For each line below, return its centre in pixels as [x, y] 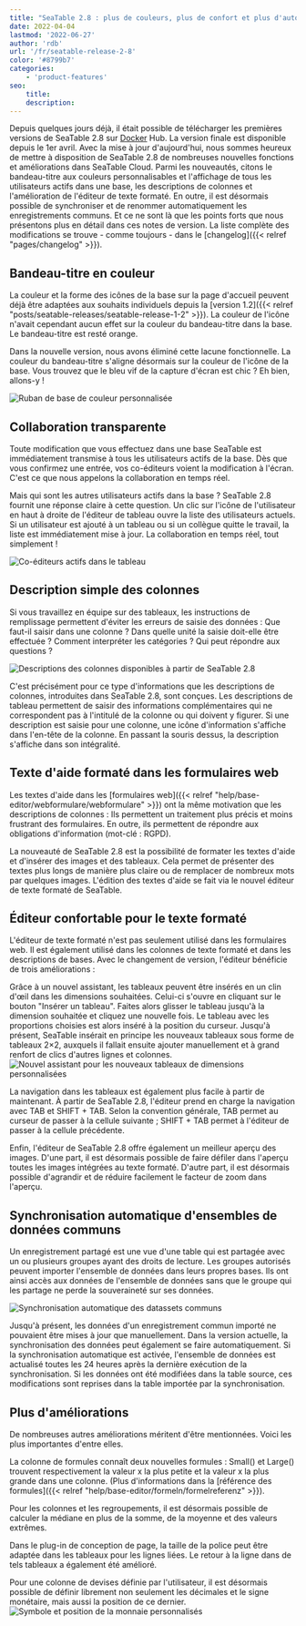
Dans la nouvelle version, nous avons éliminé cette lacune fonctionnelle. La [150, 352]
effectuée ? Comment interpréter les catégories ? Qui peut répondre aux [145, 641]
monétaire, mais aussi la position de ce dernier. [98, 1602]
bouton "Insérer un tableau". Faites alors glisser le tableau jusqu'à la [137, 1007]
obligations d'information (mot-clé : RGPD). [90, 833]
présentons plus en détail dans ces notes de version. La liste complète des [149, 225]
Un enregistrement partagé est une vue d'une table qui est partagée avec [147, 1252]
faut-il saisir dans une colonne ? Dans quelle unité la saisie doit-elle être [144, 631]
